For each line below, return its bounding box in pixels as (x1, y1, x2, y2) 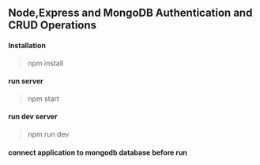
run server (8, 77, 43, 86)
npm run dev (27, 129, 70, 139)
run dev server (8, 112, 58, 122)
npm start (27, 94, 59, 103)
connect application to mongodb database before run (8, 148, 188, 157)
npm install (27, 58, 64, 68)
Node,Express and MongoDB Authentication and (8, 6, 253, 20)
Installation (8, 40, 46, 50)
